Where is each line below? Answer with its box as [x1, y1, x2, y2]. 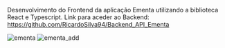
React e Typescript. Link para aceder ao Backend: [7, 13, 150, 21]
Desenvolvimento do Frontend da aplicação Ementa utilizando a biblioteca [7, 6, 219, 14]
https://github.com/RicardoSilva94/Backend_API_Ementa [7, 21, 170, 28]
